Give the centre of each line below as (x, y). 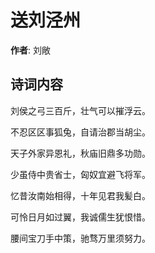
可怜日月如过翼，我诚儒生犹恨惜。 (80, 217)
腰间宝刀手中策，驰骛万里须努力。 (80, 238)
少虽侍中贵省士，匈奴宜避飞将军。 (80, 174)
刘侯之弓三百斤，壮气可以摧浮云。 (80, 110)
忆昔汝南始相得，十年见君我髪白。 (80, 195)
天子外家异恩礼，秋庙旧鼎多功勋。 (80, 153)
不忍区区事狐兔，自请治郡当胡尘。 (80, 132)
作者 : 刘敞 (30, 50)
